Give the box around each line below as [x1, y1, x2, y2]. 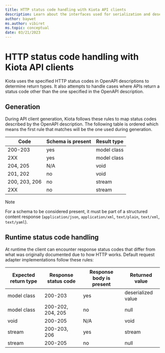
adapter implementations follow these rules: [5, 257, 94, 262]
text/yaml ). [5, 219, 28, 225]
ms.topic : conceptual [5, 26, 50, 31]
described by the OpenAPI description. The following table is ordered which [5, 121, 159, 127]
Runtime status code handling [5, 233, 99, 242]
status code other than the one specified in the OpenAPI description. [5, 88, 144, 94]
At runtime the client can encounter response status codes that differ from [5, 246, 156, 252]
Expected [12, 271, 35, 278]
